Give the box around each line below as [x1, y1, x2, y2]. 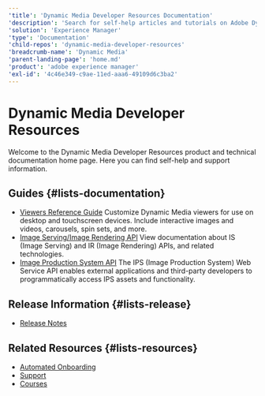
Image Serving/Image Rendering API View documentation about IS [19, 233, 236, 242]
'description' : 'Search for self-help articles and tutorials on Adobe [8, 19, 248, 27]
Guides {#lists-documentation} [8, 186, 166, 200]
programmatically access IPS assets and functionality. [19, 275, 196, 284]
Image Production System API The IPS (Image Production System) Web [19, 258, 251, 267]
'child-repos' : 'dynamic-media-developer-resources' [8, 41, 185, 49]
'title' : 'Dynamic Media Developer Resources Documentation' [8, 11, 214, 20]
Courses [19, 379, 47, 388]
